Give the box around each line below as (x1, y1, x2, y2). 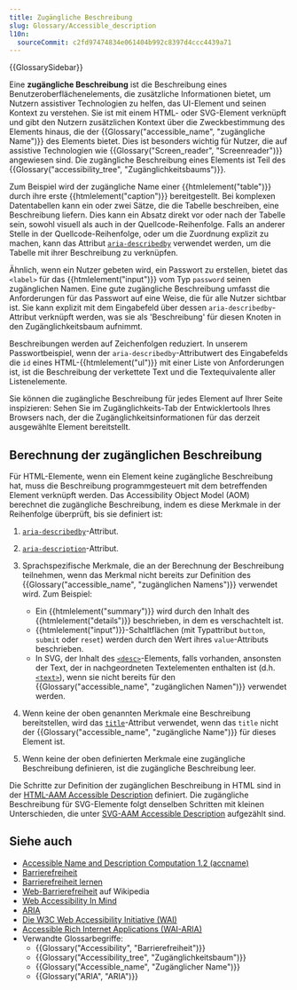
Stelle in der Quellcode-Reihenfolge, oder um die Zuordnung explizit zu (9, 228, 269, 240)
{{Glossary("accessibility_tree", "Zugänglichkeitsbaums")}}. (9, 164, 226, 175)
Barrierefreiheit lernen (21, 876, 104, 887)
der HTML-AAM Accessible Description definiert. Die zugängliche (9, 789, 249, 800)
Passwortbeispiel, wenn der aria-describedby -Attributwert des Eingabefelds (9, 348, 288, 359)
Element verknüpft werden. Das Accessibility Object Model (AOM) (9, 490, 250, 501)
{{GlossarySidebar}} (9, 62, 84, 73)
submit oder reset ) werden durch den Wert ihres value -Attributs (35, 634, 269, 645)
